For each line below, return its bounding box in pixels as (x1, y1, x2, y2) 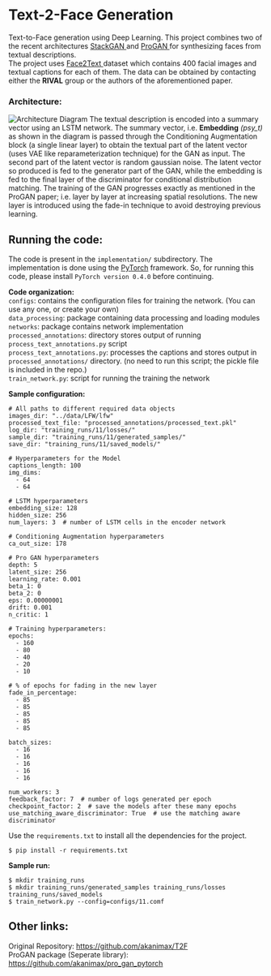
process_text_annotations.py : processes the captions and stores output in (8, 347, 257, 358)
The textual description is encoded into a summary (89, 114, 259, 124)
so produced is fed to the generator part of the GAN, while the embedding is (8, 166, 263, 176)
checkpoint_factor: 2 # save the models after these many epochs (8, 802, 237, 810)
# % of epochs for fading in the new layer (8, 681, 158, 690)
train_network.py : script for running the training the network (8, 373, 210, 383)
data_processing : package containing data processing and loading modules (8, 313, 260, 323)
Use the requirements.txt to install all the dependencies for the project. (8, 831, 248, 841)
